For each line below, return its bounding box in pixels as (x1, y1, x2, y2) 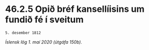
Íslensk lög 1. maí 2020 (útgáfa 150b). (5, 39, 82, 45)
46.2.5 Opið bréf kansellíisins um (5, 3, 145, 15)
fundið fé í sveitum (5, 14, 84, 25)
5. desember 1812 (5, 30, 41, 35)
